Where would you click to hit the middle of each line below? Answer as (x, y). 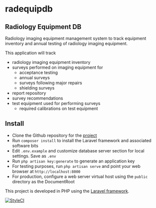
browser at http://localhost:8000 (46, 171)
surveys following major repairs (51, 83)
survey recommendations (38, 98)
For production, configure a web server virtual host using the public (80, 176)
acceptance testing (39, 73)
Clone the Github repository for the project (55, 135)
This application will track (31, 53)
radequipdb (29, 9)
